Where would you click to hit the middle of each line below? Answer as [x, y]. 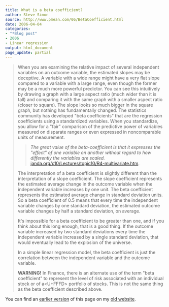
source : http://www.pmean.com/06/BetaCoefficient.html [64, 19]
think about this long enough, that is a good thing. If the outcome [86, 226]
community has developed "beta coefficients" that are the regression [90, 115]
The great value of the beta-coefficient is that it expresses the [95, 147]
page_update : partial [28, 52]
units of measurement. [41, 137]
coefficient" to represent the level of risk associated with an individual [91, 278]
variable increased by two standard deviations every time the [81, 231]
